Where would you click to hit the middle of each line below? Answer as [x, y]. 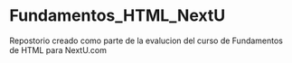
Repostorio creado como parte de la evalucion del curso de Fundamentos [146, 40]
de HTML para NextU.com [58, 49]
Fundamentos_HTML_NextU [118, 16]
